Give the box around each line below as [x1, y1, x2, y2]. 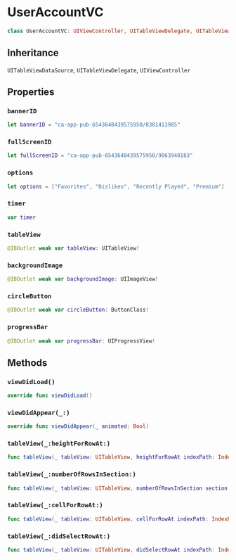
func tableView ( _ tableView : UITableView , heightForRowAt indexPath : [7, 454, 216, 461]
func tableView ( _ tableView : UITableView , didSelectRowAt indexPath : [7, 546, 216, 553]
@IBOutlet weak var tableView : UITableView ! [7, 245, 140, 252]
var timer [7, 214, 37, 221]
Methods [7, 357, 48, 369]
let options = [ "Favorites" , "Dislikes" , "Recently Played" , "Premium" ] [7, 183, 225, 190]
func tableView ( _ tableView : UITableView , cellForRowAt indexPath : [7, 515, 209, 523]
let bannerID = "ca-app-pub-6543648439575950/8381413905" [7, 121, 181, 129]
